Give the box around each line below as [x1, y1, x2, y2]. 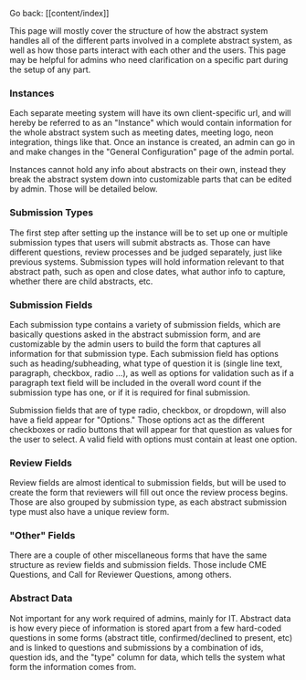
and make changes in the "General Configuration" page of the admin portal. [9, 146, 295, 158]
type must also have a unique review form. [9, 507, 170, 518]
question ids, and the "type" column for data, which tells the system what [9, 652, 286, 663]
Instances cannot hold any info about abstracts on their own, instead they [9, 164, 286, 175]
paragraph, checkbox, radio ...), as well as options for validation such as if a [9, 367, 294, 378]
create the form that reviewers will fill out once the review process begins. [9, 487, 289, 498]
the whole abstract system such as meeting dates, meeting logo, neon [9, 127, 274, 138]
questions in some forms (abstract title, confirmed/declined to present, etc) [9, 632, 293, 643]
